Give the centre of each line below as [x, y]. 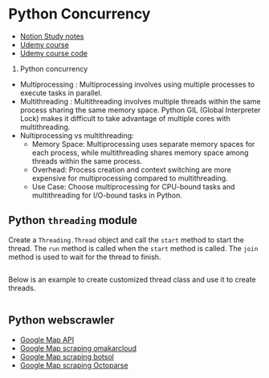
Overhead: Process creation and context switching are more [131, 169]
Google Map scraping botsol [67, 356]
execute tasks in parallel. [61, 92]
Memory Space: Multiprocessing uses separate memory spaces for [143, 144]
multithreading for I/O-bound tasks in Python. [107, 195]
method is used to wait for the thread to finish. [85, 257]
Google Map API [47, 339]
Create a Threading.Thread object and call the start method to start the [126, 240]
